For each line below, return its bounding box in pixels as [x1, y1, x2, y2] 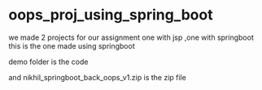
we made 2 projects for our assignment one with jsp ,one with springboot [8, 32, 254, 42]
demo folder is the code [8, 57, 89, 66]
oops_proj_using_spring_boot [8, 6, 213, 24]
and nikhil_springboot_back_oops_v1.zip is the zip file [8, 72, 187, 82]
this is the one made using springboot [8, 41, 136, 50]
